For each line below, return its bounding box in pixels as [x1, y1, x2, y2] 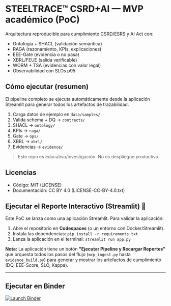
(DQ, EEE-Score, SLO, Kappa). [5, 262, 69, 268]
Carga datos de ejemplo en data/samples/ [12, 111, 101, 117]
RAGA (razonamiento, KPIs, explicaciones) [12, 46, 102, 52]
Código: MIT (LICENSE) [12, 182, 62, 188]
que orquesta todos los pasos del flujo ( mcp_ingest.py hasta [5, 252, 131, 258]
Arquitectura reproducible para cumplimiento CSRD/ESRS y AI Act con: [5, 31, 154, 37]
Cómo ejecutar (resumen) [5, 82, 89, 91]
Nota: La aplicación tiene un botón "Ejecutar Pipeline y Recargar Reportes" [5, 246, 166, 252]
